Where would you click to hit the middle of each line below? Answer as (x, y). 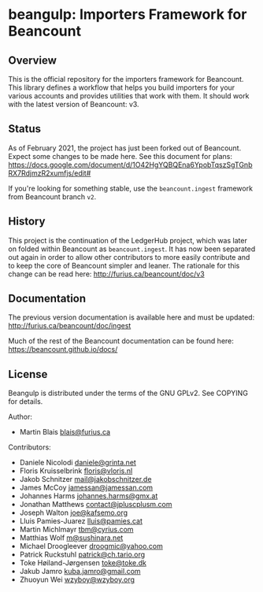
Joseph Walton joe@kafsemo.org (74, 512)
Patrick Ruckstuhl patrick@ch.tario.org (82, 555)
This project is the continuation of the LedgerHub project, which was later (128, 240)
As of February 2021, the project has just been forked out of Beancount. (125, 148)
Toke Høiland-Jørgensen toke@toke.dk (83, 563)
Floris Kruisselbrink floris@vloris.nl (76, 471)
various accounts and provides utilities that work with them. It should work (129, 96)
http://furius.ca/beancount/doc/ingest (70, 326)
